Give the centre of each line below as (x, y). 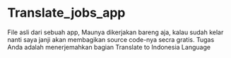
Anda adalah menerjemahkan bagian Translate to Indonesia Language (109, 47)
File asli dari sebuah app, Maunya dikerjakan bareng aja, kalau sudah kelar (115, 32)
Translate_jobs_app (66, 13)
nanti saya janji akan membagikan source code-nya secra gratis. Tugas (111, 39)
